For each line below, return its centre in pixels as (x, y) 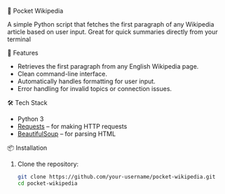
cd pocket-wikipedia (47, 183)
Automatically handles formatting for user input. (86, 81)
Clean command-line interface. (62, 74)
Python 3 (30, 119)
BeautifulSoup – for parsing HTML (67, 134)
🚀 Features (23, 53)
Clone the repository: (48, 164)
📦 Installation (27, 148)
